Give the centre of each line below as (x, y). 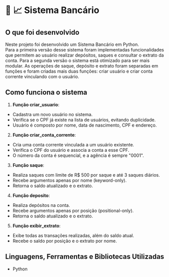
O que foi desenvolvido (42, 32)
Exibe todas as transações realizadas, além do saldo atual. (73, 235)
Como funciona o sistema (46, 93)
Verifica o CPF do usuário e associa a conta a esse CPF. (71, 150)
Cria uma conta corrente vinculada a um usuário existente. (73, 144)
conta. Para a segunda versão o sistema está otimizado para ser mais (77, 61)
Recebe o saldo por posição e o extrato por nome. (65, 241)
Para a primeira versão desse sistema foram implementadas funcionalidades (85, 50)
